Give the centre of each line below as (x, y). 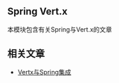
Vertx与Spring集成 (44, 72)
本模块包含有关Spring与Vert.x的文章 (60, 29)
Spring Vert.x (38, 12)
